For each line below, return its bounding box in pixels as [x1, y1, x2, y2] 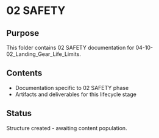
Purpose [6, 28, 40, 38]
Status [6, 108, 32, 119]
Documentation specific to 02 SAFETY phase [15, 84, 129, 91]
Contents [6, 68, 43, 78]
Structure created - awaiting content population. [6, 124, 127, 131]
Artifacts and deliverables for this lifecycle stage [15, 91, 137, 98]
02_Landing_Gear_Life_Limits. [6, 50, 81, 58]
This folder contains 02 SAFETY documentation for [6, 44, 135, 51]
